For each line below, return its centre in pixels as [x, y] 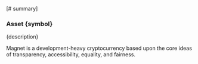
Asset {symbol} [30, 24]
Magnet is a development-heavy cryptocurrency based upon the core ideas [99, 48]
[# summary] [22, 9]
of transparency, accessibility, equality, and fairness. [71, 55]
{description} [22, 37]
